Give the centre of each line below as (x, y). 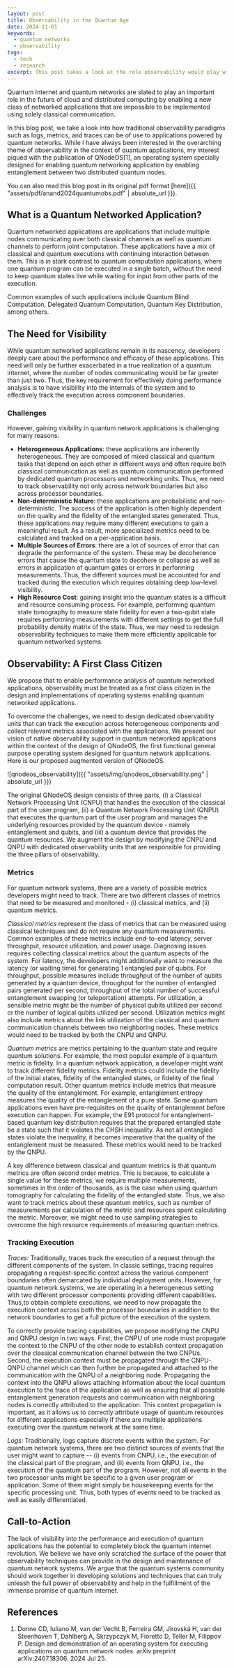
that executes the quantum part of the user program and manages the (107, 817)
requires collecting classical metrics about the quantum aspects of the (108, 953)
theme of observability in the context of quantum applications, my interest (113, 150)
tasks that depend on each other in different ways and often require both (122, 464)
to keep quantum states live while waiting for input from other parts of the (113, 276)
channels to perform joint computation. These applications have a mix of (111, 247)
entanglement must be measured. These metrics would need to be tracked (114, 1144)
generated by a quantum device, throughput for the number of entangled (112, 983)
